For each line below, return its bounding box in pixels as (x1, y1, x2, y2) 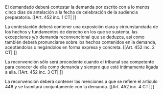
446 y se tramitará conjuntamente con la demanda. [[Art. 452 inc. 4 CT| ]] (5, 84, 155, 89)
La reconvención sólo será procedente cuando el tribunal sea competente (5, 59, 154, 64)
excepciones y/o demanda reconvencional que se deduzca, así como (5, 34, 145, 40)
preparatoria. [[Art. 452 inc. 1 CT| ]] (5, 15, 77, 20)
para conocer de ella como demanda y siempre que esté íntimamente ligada (5, 64, 159, 70)
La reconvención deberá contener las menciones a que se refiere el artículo (5, 78, 158, 84)
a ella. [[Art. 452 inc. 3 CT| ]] (5, 69, 63, 75)
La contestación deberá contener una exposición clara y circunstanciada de (5, 24, 158, 30)
